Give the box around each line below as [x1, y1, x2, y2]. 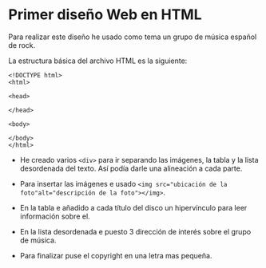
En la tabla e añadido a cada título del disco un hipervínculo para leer [19, 203, 248, 212]
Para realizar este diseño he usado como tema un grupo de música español [8, 32, 257, 41]
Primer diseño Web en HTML [8, 6, 202, 24]
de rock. [8, 40, 36, 49]
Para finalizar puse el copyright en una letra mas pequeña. [19, 250, 212, 260]
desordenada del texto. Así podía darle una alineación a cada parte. [19, 164, 243, 173]
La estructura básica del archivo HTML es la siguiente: [8, 56, 188, 65]
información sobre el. [19, 211, 90, 221]
